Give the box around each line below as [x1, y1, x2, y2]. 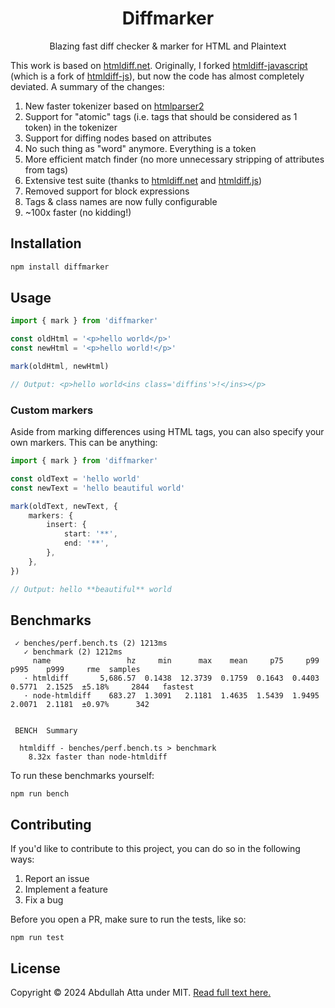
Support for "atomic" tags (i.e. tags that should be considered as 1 [24, 110, 298, 122]
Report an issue [24, 873, 90, 885]
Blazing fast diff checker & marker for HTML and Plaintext [49, 40, 287, 52]
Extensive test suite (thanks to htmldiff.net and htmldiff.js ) [24, 174, 263, 186]
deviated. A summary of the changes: [10, 80, 165, 92]
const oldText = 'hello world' [10, 473, 141, 484]
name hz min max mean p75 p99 [32, 656, 320, 666]
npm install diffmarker [10, 262, 110, 272]
